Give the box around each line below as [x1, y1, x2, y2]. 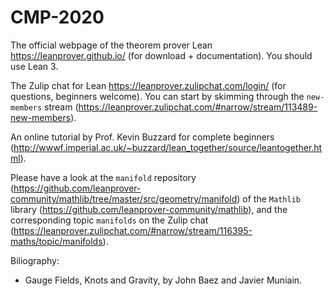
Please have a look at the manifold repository [10, 171, 197, 183]
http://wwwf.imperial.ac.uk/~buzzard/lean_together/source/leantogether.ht [13, 141, 323, 153]
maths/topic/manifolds [10, 235, 103, 247]
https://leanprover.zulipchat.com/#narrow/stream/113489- [78, 101, 318, 113]
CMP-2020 [10, 6, 105, 29]
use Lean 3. [10, 60, 59, 72]
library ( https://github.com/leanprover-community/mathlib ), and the [10, 203, 288, 215]
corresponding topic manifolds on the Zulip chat [10, 214, 209, 226]
